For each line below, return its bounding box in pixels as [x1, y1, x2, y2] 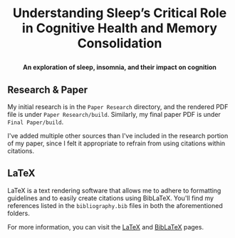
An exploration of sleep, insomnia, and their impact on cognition [22, 63, 217, 72]
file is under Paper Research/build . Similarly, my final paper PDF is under [7, 110, 221, 118]
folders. [7, 209, 30, 217]
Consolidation [77, 36, 162, 51]
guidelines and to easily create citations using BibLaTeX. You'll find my [7, 194, 214, 202]
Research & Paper [7, 83, 88, 95]
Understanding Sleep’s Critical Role [12, 5, 227, 21]
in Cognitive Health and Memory [21, 20, 218, 36]
